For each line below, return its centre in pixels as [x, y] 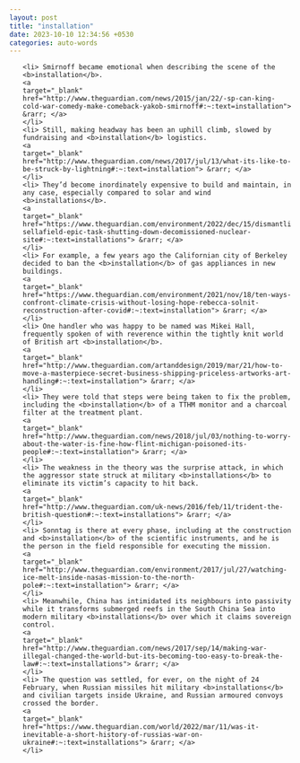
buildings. [43, 272]
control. [39, 625]
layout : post [34, 18]
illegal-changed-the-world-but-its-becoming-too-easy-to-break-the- [153, 656]
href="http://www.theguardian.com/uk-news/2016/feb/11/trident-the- [153, 507]
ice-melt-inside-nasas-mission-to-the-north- [108, 578]
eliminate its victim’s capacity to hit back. [111, 484]
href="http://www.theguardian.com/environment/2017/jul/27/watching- [155, 570]
